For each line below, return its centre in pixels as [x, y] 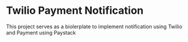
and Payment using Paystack [41, 32]
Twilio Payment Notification [75, 11]
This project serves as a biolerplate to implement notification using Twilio [94, 26]
